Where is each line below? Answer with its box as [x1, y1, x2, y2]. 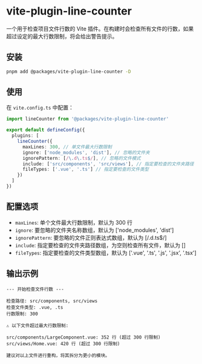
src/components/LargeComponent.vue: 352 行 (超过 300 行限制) [6, 334, 161, 340]
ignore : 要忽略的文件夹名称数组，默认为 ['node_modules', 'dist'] [15, 226, 174, 234]
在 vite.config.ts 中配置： [6, 104, 74, 111]
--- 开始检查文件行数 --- [6, 286, 65, 292]
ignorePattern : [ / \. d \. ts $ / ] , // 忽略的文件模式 [22, 155, 141, 161]
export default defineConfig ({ [6, 127, 85, 133]
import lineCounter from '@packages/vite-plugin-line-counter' [6, 116, 169, 122]
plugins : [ [11, 133, 39, 139]
